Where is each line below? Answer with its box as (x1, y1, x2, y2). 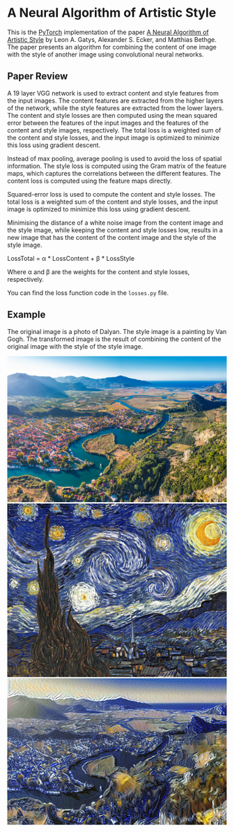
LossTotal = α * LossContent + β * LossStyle (7, 254, 134, 262)
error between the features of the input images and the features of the (7, 119, 209, 127)
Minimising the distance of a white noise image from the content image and (7, 218, 224, 227)
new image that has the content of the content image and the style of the (7, 233, 217, 241)
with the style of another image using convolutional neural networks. (7, 50, 204, 59)
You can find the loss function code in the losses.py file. (7, 288, 169, 297)
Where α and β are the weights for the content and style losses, (7, 267, 190, 276)
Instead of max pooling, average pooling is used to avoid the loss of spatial (7, 154, 222, 162)
